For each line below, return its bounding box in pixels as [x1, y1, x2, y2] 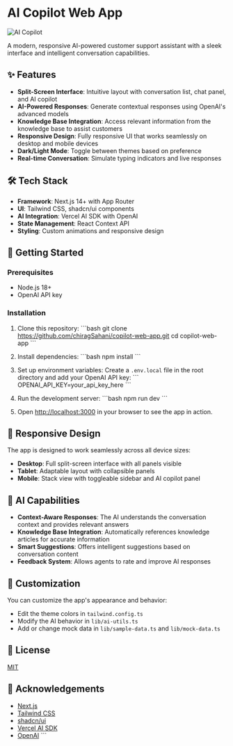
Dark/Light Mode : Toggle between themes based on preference [17, 146, 202, 154]
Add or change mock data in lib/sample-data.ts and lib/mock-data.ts [17, 624, 220, 633]
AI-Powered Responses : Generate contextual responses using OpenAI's [17, 102, 226, 111]
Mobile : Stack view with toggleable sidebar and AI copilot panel [17, 475, 200, 483]
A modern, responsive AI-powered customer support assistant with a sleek [7, 41, 222, 49]
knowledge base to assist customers [17, 124, 123, 133]
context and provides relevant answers [17, 521, 129, 529]
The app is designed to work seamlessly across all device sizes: [7, 446, 191, 454]
